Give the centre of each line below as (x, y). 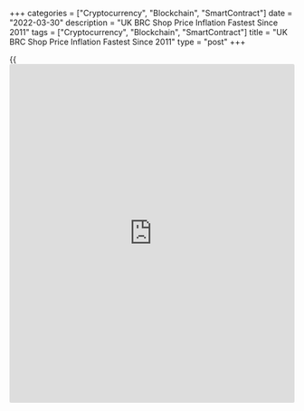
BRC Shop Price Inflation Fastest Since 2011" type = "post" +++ (128, 42)
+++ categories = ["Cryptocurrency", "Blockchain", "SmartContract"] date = (151, 13)
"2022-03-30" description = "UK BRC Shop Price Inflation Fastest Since (144, 23)
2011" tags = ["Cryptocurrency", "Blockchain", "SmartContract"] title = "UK (148, 32)
